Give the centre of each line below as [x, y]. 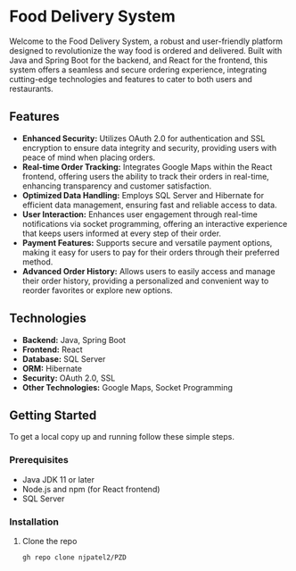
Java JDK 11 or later [58, 479]
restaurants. [31, 88]
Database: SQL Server [64, 358]
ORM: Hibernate [52, 368]
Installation [34, 522]
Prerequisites [39, 460]
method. [37, 262]
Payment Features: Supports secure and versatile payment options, [147, 242]
